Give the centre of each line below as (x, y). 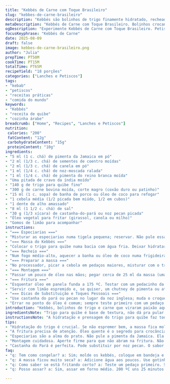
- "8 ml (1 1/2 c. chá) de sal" (39, 209)
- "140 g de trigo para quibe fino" (44, 185)
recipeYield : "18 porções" (34, 72)
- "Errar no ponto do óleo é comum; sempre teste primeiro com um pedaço (85, 303)
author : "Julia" (22, 52)
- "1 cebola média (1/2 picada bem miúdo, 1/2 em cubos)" (68, 199)
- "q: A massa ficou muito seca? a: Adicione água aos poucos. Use (78, 360)
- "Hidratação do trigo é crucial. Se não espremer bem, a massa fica (81, 327)
